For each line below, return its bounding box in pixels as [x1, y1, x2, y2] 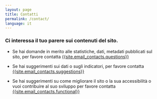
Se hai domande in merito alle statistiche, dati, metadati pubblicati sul [12, 48, 153, 54]
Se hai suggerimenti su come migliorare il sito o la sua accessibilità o [12, 78, 151, 84]
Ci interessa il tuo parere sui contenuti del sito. [5, 37, 119, 44]
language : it [5, 21, 32, 26]
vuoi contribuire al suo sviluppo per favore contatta [12, 83, 116, 89]
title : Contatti [5, 12, 38, 17]
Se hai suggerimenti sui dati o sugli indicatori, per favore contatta [12, 63, 144, 69]
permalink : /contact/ [5, 16, 50, 21]
